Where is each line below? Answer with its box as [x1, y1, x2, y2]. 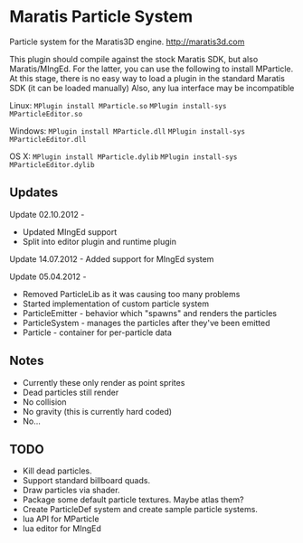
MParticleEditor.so [9, 109, 83, 118]
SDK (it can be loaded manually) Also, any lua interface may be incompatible [9, 82, 295, 93]
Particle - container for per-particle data [22, 327, 172, 338]
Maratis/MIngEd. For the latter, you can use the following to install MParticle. [9, 63, 294, 74]
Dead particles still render [22, 387, 119, 398]
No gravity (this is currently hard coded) [22, 406, 173, 417]
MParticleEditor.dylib [9, 160, 95, 169]
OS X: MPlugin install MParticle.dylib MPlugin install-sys [9, 151, 238, 162]
